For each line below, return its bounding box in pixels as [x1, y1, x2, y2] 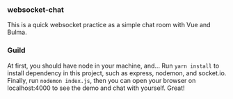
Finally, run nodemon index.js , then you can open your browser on [7, 76, 196, 84]
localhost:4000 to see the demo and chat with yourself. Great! [7, 84, 186, 92]
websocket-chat [7, 5, 65, 15]
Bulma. [7, 28, 27, 36]
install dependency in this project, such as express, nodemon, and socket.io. [7, 68, 227, 77]
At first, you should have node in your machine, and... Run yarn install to [7, 61, 220, 70]
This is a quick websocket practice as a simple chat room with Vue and [7, 21, 211, 29]
